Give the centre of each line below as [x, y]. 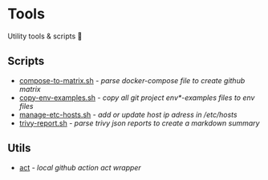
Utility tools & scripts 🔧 [45, 36]
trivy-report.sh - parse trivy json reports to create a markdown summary [139, 123]
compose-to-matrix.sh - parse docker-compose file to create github [132, 80]
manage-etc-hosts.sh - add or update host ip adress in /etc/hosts [128, 114]
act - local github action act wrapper [80, 167]
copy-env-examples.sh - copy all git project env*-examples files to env [137, 98]
